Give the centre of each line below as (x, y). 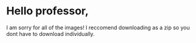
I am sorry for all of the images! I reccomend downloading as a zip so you (98, 27)
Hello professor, (48, 11)
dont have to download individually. (51, 33)
